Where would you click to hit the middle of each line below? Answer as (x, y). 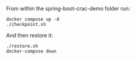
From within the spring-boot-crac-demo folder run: (68, 9)
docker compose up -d (33, 19)
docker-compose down (32, 51)
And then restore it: (30, 35)
